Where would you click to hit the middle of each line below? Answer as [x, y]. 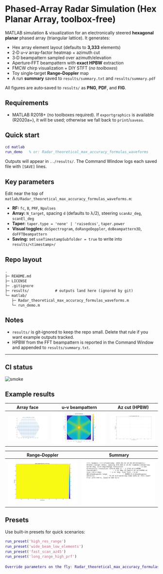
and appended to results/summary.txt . [51, 347]
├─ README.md [18, 276]
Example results [30, 394]
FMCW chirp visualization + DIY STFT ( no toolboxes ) [65, 68]
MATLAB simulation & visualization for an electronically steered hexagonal [80, 33]
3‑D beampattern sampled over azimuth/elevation [62, 57]
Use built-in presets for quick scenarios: [45, 532]
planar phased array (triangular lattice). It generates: [57, 38]
